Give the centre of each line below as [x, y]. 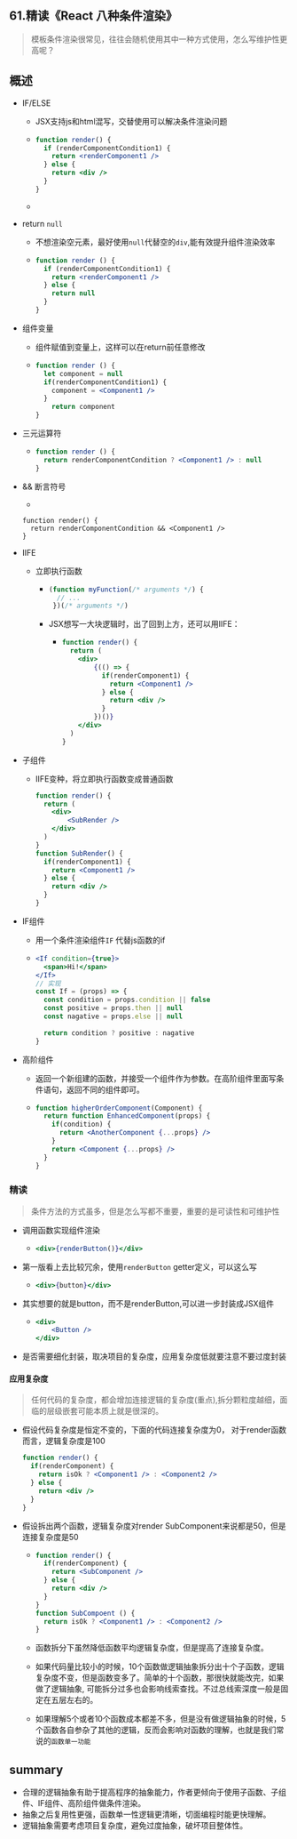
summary [36, 1769]
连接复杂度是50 [50, 1537]
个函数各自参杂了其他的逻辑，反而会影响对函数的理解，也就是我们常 [160, 1730]
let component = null [83, 373]
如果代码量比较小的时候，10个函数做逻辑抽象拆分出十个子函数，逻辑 [160, 1666]
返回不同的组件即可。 [105, 1089]
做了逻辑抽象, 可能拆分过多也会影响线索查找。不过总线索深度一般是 [158, 1689]
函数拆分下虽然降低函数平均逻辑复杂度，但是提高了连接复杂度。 [152, 1648]
